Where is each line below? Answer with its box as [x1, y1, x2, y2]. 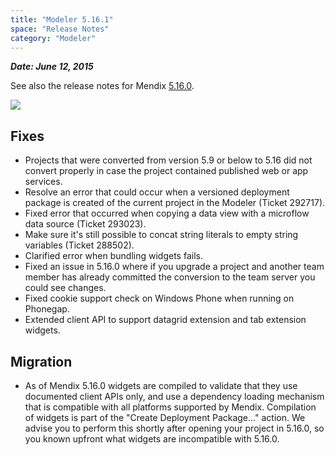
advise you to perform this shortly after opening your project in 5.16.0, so [24, 422, 325, 434]
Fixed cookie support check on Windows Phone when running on [24, 292, 295, 305]
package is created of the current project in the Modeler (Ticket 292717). [24, 197, 326, 209]
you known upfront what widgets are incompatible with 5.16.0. [24, 433, 280, 445]
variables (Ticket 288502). [24, 239, 135, 251]
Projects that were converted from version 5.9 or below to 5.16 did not [24, 154, 313, 166]
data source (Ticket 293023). [24, 218, 147, 230]
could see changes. [24, 282, 107, 294]
